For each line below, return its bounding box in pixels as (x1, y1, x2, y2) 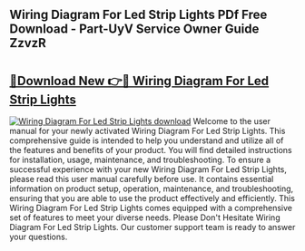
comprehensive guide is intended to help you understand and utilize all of (9, 135, 284, 146)
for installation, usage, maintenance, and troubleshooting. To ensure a (9, 154, 271, 165)
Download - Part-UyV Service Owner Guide (9, 22, 260, 37)
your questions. (9, 231, 68, 242)
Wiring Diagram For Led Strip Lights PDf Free (9, 7, 268, 23)
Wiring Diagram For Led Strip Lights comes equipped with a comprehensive (9, 203, 293, 213)
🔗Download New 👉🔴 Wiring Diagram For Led (9, 72, 270, 89)
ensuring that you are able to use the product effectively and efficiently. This (9, 193, 295, 203)
